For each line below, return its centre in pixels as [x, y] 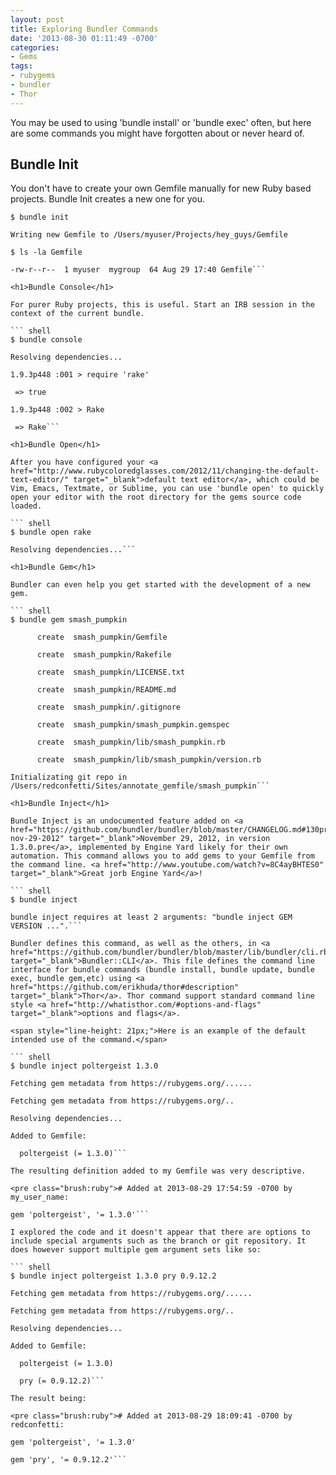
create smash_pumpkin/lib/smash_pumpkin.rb [131, 742]
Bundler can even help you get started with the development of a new [160, 585]
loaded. [26, 506]
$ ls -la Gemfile [46, 252]
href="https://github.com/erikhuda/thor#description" [125, 987]
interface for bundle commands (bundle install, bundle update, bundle [162, 970]
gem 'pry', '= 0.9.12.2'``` [69, 1460]
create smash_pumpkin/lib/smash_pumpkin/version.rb [149, 760]
